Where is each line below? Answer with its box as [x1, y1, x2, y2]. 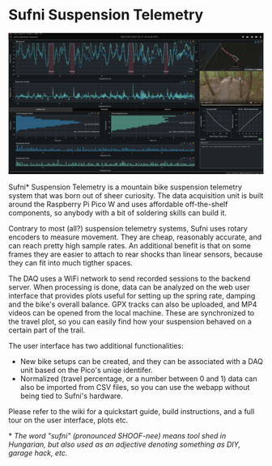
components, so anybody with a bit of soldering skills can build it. [8, 208, 227, 218]
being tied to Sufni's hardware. [19, 391, 124, 400]
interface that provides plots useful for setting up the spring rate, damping [8, 290, 256, 300]
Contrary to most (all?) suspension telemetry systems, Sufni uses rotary [8, 223, 249, 233]
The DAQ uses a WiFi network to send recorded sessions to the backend [8, 273, 251, 283]
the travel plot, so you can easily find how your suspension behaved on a [8, 316, 253, 326]
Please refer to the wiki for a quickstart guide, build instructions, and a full [8, 406, 255, 416]
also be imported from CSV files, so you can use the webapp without [19, 382, 250, 392]
